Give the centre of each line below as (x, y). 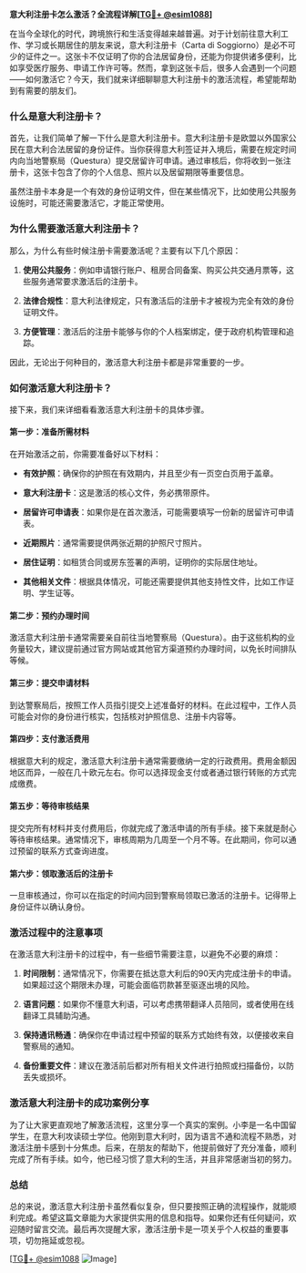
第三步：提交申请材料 (49, 683)
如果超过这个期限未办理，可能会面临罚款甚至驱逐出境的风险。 (138, 985)
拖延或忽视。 (65, 1240)
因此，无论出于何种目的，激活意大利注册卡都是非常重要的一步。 (129, 362)
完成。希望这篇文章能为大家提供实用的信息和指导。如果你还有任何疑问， (153, 1217)
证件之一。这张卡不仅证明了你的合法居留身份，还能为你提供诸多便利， (157, 56)
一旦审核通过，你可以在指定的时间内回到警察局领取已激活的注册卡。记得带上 (153, 896)
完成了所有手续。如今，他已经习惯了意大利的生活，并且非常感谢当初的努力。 (153, 1159)
